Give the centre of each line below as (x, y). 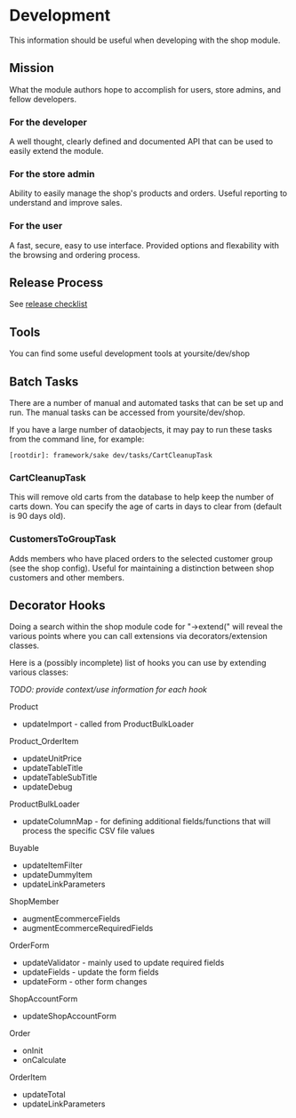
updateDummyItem (57, 875)
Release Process (56, 283)
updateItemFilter (52, 865)
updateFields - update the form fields (90, 972)
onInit (32, 1050)
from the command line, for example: (77, 439)
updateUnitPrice (52, 758)
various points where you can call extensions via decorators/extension (139, 636)
